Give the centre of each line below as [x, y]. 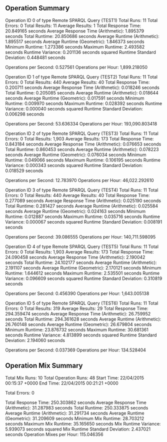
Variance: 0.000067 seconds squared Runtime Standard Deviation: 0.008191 [84, 221]
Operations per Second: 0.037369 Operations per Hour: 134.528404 [76, 350]
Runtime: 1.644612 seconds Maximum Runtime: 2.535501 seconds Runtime [82, 273]
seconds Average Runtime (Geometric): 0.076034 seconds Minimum [76, 154]
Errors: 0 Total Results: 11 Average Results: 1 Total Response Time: [73, 25]
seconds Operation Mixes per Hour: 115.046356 [54, 434]
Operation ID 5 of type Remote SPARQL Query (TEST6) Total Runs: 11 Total [82, 303]
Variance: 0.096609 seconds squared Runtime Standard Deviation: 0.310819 [84, 278]
